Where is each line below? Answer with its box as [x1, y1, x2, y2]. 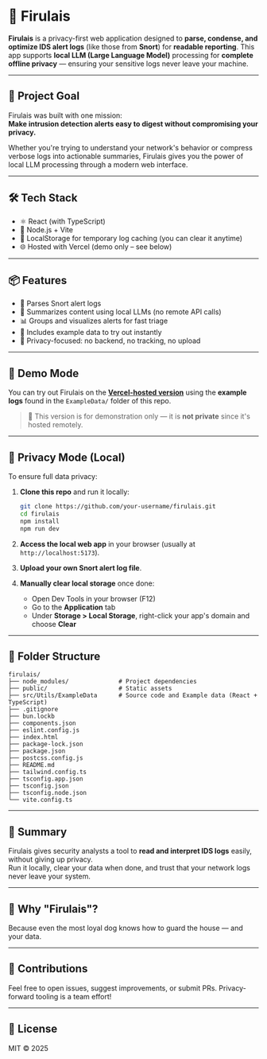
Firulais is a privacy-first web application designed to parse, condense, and [8, 33, 258, 43]
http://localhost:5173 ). [19, 547, 100, 557]
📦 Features [8, 274, 68, 287]
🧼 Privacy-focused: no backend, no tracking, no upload [19, 336, 201, 345]
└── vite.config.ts [8, 796, 73, 804]
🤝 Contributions [8, 962, 88, 975]
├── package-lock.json [8, 740, 83, 749]
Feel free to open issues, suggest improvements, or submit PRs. [8, 983, 217, 993]
